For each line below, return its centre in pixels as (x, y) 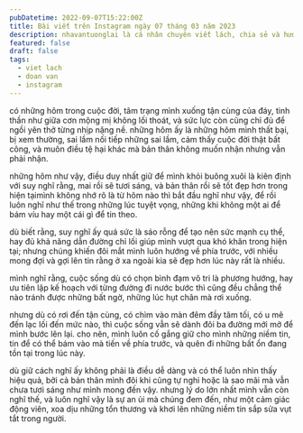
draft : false (34, 51)
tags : (19, 60)
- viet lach (40, 69)
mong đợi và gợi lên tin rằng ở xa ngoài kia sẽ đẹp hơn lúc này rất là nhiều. (147, 260)
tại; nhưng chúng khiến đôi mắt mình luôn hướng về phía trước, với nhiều (143, 251)
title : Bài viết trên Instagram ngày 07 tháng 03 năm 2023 (123, 26)
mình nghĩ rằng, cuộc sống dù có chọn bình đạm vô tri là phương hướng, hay (151, 278)
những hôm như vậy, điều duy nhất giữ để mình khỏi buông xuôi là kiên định (150, 176)
